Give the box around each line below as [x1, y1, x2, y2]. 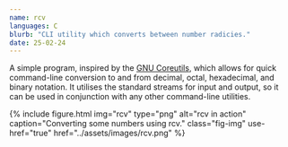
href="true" [9, 127, 52, 139]
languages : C [9, 22, 58, 30]
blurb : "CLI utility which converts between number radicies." [9, 30, 251, 39]
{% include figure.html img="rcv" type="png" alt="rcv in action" [9, 108, 247, 119]
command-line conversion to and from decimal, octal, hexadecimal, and [9, 73, 275, 83]
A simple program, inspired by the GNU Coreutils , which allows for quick [9, 63, 276, 73]
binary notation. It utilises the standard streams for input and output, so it [9, 82, 279, 92]
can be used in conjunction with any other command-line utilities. [9, 91, 251, 102]
